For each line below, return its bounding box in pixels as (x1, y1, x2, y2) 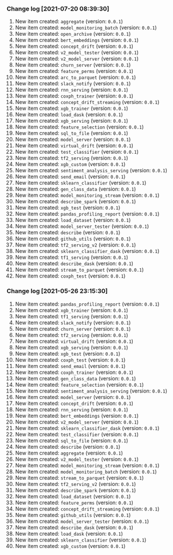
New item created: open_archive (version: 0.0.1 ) (15, 30, 131, 37)
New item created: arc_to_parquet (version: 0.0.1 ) (15, 74, 136, 81)
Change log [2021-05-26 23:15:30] (6, 287, 108, 295)
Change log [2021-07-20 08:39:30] (6, 5, 110, 13)
